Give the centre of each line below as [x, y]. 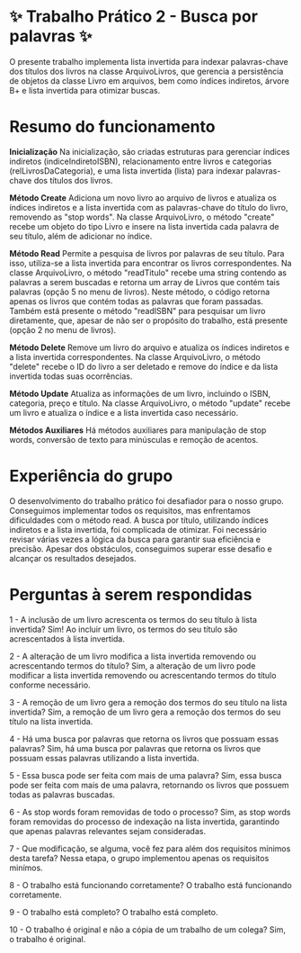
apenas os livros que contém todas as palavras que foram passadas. [136, 301]
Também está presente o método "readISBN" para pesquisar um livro [137, 310]
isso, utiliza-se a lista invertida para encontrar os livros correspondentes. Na [150, 263]
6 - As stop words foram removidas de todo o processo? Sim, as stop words [150, 812]
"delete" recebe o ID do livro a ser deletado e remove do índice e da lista [144, 366]
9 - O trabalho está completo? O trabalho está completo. [114, 912]
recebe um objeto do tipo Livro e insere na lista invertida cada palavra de [144, 226]
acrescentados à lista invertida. [67, 638]
